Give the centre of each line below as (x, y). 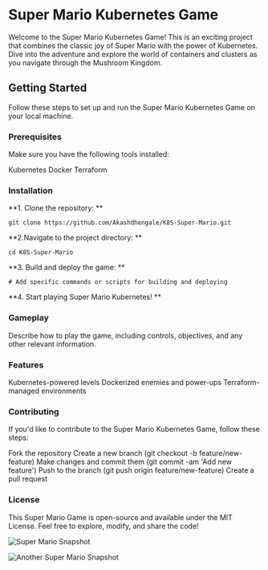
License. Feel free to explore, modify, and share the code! (104, 526)
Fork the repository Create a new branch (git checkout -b (103, 453)
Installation (31, 191)
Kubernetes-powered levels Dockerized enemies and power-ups (115, 382)
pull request (28, 479)
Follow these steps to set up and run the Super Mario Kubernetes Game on (132, 107)
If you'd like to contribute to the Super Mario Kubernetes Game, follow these (134, 429)
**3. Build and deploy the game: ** (67, 268)
